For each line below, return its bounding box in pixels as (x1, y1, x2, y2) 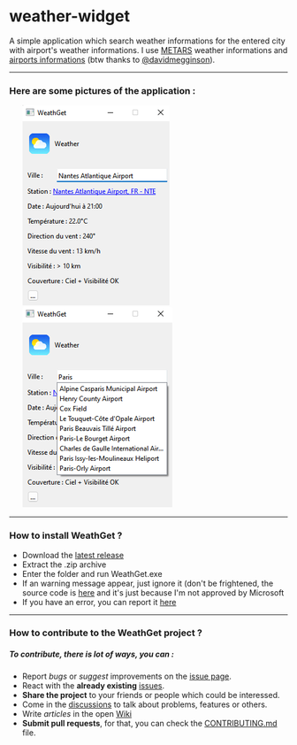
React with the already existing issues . (21, 680, 165, 691)
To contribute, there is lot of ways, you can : (9, 649, 175, 660)
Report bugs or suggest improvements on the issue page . (21, 671, 232, 682)
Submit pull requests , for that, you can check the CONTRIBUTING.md (21, 718, 278, 729)
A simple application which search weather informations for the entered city (9, 35, 286, 46)
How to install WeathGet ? (9, 529, 123, 541)
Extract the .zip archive (21, 559, 107, 570)
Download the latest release (21, 549, 125, 560)
